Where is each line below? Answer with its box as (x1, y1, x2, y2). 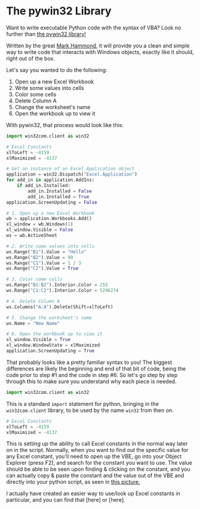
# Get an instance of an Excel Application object (6, 166, 135, 172)
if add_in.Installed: (17, 183, 70, 189)
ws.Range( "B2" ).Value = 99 (6, 254, 73, 260)
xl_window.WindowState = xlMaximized (6, 342, 100, 348)
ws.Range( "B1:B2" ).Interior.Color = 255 (6, 282, 109, 288)
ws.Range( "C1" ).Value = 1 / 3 (6, 260, 82, 266)
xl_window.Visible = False (6, 227, 73, 233)
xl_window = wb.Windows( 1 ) (6, 221, 73, 227)
